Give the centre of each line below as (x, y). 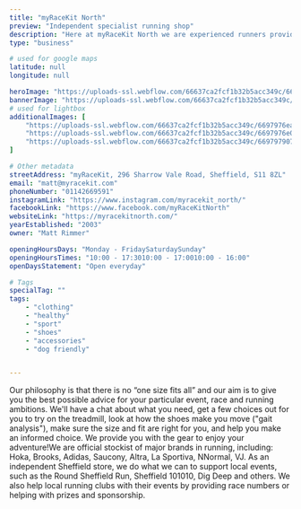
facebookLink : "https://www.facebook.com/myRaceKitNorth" (120, 208)
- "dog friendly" (58, 349)
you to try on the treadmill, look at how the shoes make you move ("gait (141, 419)
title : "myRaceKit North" (57, 18)
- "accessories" (56, 341)
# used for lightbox (48, 109)
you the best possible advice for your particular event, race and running (142, 399)
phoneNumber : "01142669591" (62, 191)
